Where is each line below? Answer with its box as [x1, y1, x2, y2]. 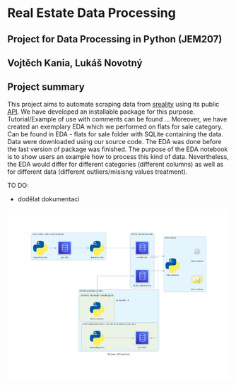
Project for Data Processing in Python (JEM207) [7, 33, 223, 45]
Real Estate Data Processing [7, 5, 177, 21]
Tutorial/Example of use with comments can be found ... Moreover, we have [7, 114, 228, 123]
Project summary [7, 81, 85, 93]
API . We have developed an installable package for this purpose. [7, 107, 196, 116]
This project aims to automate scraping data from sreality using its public [7, 100, 220, 108]
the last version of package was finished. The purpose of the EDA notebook [7, 145, 228, 153]
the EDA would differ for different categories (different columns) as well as [7, 160, 224, 168]
